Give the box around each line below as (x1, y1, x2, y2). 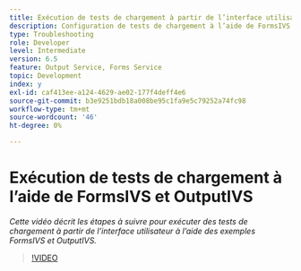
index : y (9, 80, 42, 89)
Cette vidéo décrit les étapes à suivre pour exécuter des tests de (9, 216, 248, 226)
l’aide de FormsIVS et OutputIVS (9, 187, 254, 207)
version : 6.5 (9, 55, 58, 64)
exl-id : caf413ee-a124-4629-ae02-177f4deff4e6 (9, 88, 186, 97)
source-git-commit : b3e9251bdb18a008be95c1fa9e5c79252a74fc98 (9, 96, 246, 106)
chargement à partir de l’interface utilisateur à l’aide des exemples (9, 225, 256, 236)
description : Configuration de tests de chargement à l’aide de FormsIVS (9, 21, 291, 30)
